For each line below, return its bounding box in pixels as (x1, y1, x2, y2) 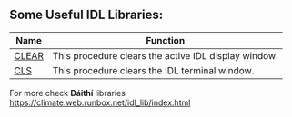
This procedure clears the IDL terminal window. (52, 63, 255, 76)
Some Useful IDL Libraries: (9, 7, 164, 23)
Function (145, 34, 186, 46)
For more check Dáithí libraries (9, 87, 126, 98)
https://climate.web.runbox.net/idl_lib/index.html (9, 97, 191, 108)
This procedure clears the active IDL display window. (52, 49, 279, 62)
